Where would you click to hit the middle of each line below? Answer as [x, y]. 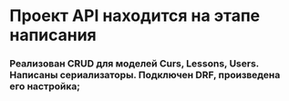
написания [53, 35]
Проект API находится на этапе [135, 16]
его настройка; [45, 86]
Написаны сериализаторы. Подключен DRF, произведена [145, 76]
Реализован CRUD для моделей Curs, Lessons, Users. [134, 64]
